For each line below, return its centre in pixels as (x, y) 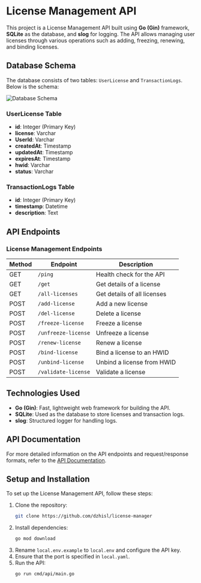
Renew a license (119, 343)
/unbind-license (61, 362)
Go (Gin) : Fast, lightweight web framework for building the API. (93, 408)
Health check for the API (130, 274)
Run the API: (30, 563)
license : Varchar (35, 133)
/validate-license (64, 372)
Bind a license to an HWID (132, 352)
